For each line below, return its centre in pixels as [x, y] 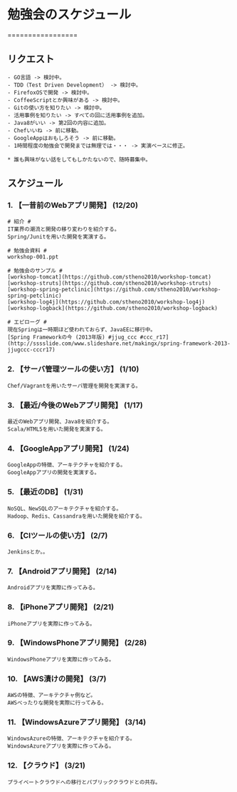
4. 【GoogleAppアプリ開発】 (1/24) [68, 448]
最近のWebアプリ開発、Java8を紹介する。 [60, 422]
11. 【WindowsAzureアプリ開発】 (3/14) [77, 722]
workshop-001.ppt [33, 257]
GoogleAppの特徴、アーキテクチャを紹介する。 [67, 465]
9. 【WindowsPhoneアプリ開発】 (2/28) [77, 643]
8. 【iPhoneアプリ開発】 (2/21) [61, 607]
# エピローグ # [27, 322]
